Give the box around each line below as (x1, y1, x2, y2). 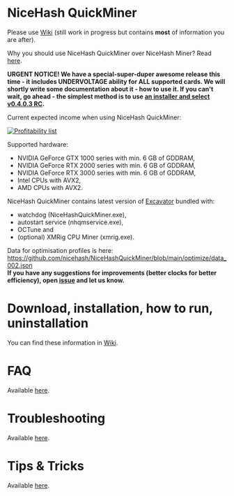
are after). (7, 35, 36, 43)
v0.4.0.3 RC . (7, 99, 45, 108)
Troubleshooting (7, 411, 106, 426)
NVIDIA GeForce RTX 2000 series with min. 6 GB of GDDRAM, (17, 161, 196, 169)
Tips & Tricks (7, 458, 85, 474)
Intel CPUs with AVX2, (17, 176, 81, 184)
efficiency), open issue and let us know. (7, 276, 125, 284)
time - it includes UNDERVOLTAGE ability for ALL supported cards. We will (7, 77, 226, 85)
